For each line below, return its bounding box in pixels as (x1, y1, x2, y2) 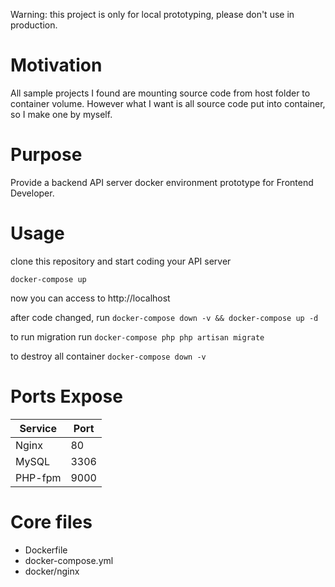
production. (10, 19, 58, 31)
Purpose (10, 144, 83, 166)
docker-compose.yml (24, 554, 114, 566)
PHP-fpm (15, 470, 62, 484)
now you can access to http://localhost (10, 292, 171, 304)
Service (19, 421, 58, 435)
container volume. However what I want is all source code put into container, (10, 97, 326, 109)
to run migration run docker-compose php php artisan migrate (10, 330, 265, 343)
